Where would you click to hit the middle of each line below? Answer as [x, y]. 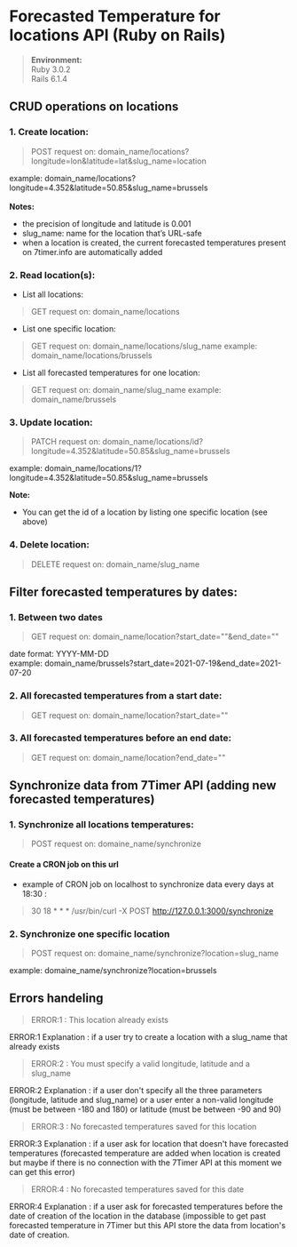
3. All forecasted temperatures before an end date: [121, 738]
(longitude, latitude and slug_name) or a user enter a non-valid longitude [141, 1099]
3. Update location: [51, 422]
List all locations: [53, 294]
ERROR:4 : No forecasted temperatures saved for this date [137, 1189]
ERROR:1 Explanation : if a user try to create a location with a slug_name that [148, 1036]
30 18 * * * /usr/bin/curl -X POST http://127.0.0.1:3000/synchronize [152, 911]
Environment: [56, 60]
